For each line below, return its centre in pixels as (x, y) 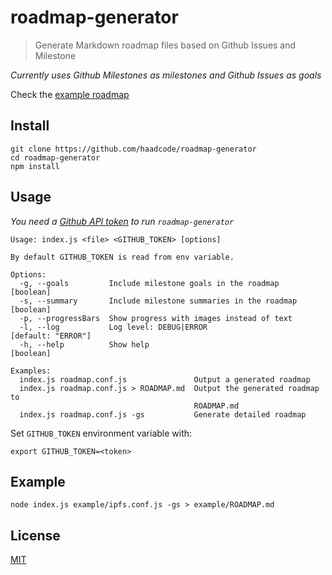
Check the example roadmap (70, 94)
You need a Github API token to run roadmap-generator (122, 221)
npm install (35, 166)
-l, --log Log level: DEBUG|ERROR (113, 327)
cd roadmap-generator (55, 157)
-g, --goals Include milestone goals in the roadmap (149, 283)
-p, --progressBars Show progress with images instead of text (156, 318)
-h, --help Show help (84, 344)
